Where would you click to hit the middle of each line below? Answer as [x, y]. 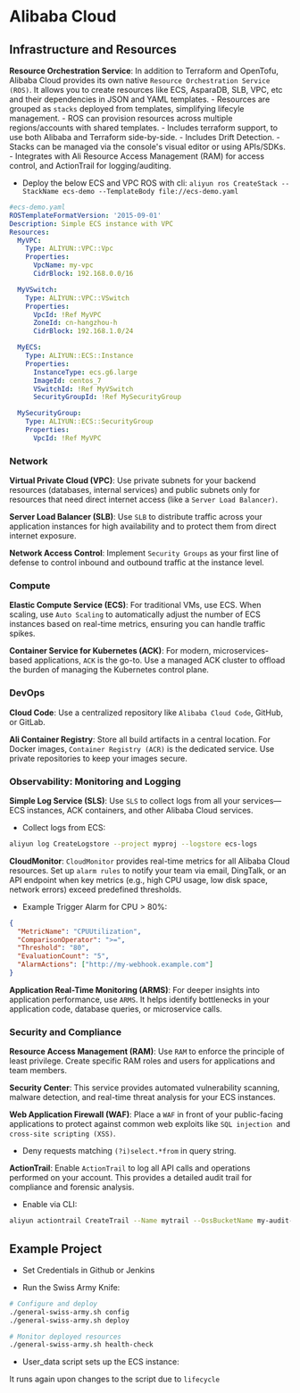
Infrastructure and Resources [93, 50]
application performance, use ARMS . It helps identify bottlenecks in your [139, 999]
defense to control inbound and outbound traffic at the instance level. [137, 563]
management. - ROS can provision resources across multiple [121, 118]
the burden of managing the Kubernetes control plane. [109, 670]
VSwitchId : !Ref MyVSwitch [83, 389]
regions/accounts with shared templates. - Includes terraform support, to [144, 128]
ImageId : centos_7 [67, 380]
